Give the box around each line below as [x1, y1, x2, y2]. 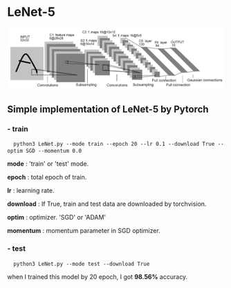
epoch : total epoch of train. [7, 173, 87, 182]
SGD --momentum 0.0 [25, 148, 82, 155]
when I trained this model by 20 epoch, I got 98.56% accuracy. [7, 272, 188, 280]
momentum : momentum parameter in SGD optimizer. [7, 227, 160, 235]
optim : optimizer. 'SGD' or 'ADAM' [7, 213, 107, 222]
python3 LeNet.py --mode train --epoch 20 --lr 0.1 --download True [13, 141, 215, 148]
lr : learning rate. [7, 186, 55, 195]
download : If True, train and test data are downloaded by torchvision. [7, 200, 207, 208]
